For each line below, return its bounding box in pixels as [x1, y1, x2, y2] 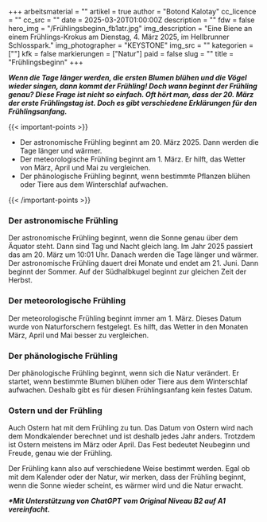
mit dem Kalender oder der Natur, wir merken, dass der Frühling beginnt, [8, 473, 246, 482]
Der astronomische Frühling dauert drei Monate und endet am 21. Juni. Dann [8, 259, 259, 268]
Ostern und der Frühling [8, 405, 103, 416]
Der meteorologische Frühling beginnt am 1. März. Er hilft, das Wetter [19, 154, 246, 164]
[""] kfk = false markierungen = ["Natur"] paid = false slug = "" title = [8, 49, 234, 58]
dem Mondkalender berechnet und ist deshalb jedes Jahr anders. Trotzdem [8, 431, 256, 441]
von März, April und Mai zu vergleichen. [19, 163, 151, 172]
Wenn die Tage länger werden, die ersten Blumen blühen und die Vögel [8, 73, 248, 82]
